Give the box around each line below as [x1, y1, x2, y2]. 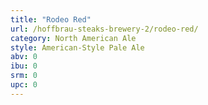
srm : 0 [10, 71, 38, 81]
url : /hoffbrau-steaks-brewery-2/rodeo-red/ [10, 24, 199, 34]
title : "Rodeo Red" [10, 14, 92, 25]
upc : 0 [10, 80, 38, 90]
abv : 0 [10, 52, 38, 62]
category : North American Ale [10, 33, 137, 43]
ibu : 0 [10, 61, 38, 71]
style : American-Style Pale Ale [10, 42, 145, 53]
